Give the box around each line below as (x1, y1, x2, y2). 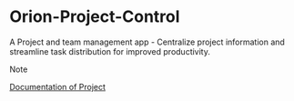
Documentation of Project (9, 81, 106, 92)
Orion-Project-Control (9, 6, 180, 27)
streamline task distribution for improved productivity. (9, 45, 211, 56)
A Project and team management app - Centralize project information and (9, 36, 285, 47)
